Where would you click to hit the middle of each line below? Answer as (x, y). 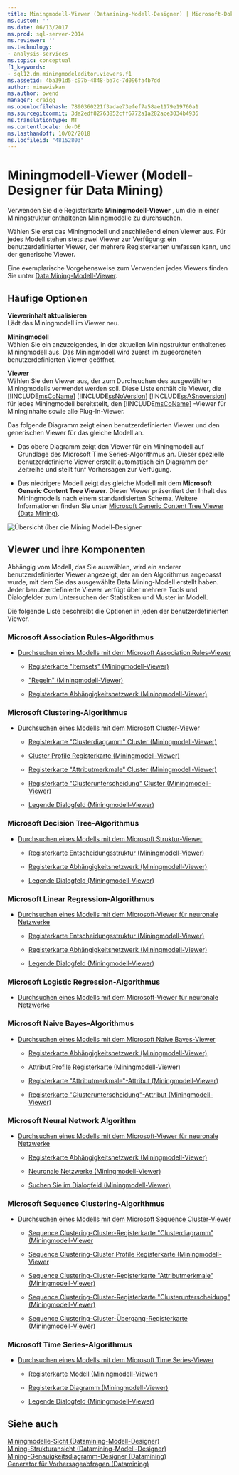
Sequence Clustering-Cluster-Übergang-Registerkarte (108, 1319)
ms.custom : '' (28, 21)
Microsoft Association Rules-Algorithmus (81, 637)
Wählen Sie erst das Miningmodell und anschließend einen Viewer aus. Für (117, 232)
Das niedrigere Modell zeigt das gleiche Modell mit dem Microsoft (115, 483)
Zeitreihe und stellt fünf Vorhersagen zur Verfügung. (95, 469)
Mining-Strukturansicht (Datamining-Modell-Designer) (87, 1449)
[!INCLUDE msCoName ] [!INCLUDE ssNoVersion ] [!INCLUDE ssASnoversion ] (117, 396)
